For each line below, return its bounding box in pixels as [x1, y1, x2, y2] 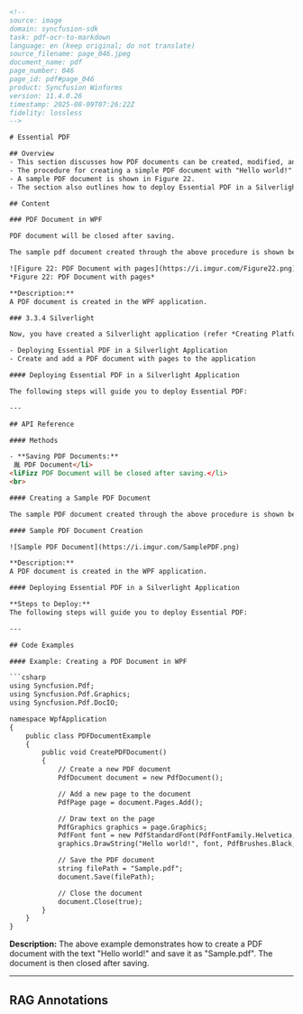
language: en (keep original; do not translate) [9, 41, 196, 51]
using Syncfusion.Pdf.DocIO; [9, 698, 119, 707]
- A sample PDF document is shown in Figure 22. [9, 174, 196, 183]
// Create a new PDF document [57, 765, 171, 774]
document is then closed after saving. [9, 958, 150, 969]
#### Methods [9, 436, 59, 445]
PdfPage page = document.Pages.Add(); [57, 797, 204, 807]
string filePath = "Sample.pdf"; [57, 864, 183, 873]
